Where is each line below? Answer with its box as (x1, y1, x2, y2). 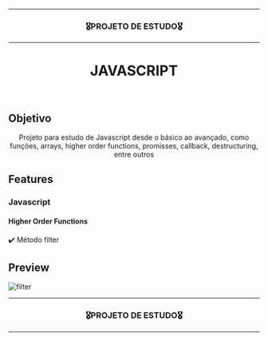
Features (8, 172, 53, 186)
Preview (8, 260, 50, 274)
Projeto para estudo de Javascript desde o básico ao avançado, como (18, 133, 250, 142)
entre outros (113, 149, 155, 160)
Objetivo (8, 111, 52, 125)
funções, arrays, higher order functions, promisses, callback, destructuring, (10, 141, 258, 151)
